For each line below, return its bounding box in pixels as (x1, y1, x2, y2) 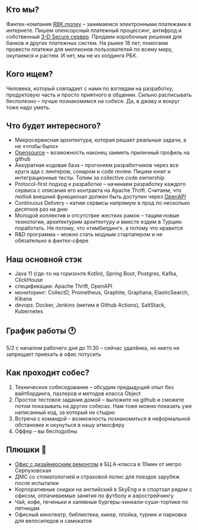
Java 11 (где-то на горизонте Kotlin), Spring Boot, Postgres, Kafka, (14, 270, 178, 277)
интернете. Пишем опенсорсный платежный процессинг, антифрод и (6, 27, 182, 34)
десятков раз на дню (14, 205, 68, 213)
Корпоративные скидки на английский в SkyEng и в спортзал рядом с (14, 486, 193, 493)
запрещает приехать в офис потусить (6, 351, 102, 358)
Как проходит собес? (6, 368, 90, 378)
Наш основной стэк (6, 254, 83, 264)
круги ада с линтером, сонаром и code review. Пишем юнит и (14, 168, 171, 175)
